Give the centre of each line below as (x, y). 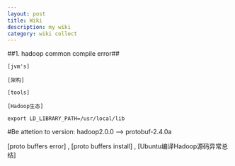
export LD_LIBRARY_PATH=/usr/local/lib (66, 119)
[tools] (19, 93)
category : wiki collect (42, 34)
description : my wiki (39, 27)
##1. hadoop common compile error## (64, 54)
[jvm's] (19, 67)
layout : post (27, 14)
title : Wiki (25, 20)
